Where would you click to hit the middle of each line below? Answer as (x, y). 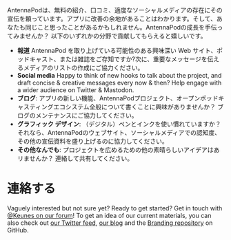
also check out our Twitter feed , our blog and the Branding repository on (110, 223)
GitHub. (18, 230)
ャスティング (35, 107)
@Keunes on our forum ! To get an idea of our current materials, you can (109, 215)
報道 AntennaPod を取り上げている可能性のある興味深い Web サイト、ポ (120, 51)
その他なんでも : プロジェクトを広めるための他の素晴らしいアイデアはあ (118, 150)
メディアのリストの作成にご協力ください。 (83, 68)
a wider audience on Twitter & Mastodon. (76, 90)
